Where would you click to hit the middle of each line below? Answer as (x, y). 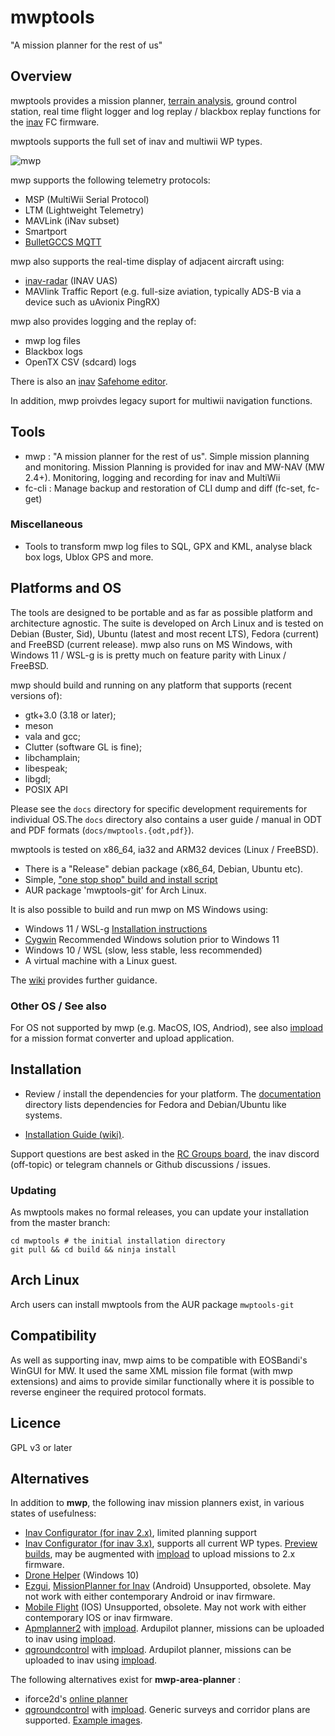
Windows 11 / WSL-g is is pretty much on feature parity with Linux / (148, 655)
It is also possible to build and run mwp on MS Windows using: (139, 909)
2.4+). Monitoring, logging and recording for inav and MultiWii (152, 477)
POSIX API (46, 789)
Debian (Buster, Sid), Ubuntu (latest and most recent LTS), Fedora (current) (165, 633)
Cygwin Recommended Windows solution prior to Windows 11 (152, 939)
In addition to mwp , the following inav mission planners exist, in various (157, 1503)
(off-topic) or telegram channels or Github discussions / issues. (141, 1164)
